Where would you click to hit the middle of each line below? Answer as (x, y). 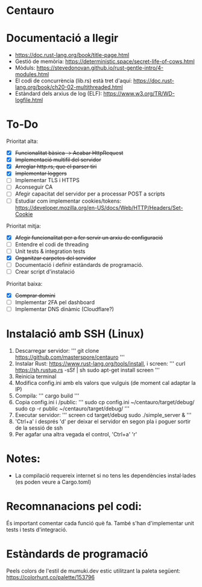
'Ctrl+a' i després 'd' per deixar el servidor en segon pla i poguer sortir (103, 422)
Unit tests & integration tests (50, 251)
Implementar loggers (41, 174)
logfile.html (29, 100)
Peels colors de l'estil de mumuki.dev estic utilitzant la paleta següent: (93, 571)
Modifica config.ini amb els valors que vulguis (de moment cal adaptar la (105, 383)
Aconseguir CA (34, 187)
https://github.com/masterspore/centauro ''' (70, 357)
